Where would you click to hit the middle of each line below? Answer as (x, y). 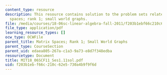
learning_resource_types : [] (35, 33)
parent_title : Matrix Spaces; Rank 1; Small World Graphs (66, 42)
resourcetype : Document (30, 56)
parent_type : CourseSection (34, 46)
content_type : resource (30, 10)
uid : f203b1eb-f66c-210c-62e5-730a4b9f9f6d (51, 65)
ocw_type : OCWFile (24, 37)
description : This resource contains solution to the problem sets (77, 14)
